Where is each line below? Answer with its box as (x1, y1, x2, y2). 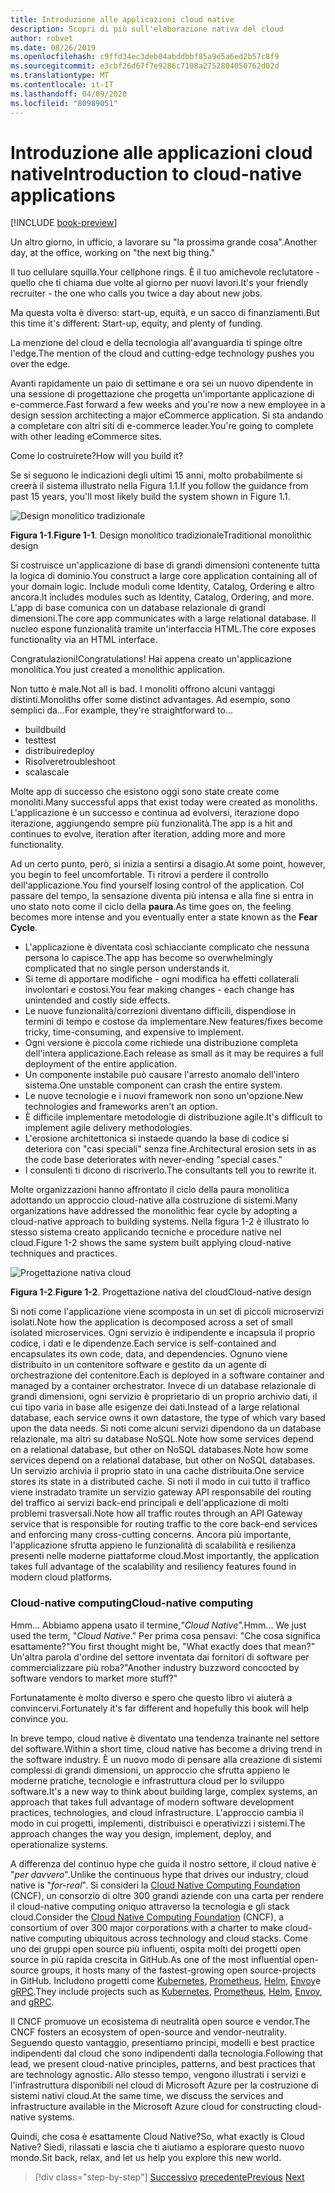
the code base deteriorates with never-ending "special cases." (24, 1154, 283, 1166)
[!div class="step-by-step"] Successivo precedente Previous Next (34, 2171, 305, 2183)
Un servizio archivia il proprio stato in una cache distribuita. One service (10, 1465, 305, 1477)
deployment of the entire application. (24, 1058, 178, 1070)
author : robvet (10, 33, 74, 43)
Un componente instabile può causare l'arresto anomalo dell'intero (24, 1069, 300, 1081)
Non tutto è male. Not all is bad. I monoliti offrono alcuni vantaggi (10, 683, 276, 695)
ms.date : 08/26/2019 (10, 42, 97, 53)
